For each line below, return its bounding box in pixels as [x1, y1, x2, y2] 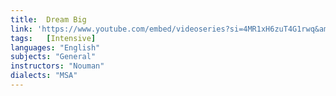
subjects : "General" [10, 52, 97, 62]
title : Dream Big [10, 14, 87, 25]
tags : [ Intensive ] [10, 33, 97, 43]
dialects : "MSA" [10, 71, 78, 81]
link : [10, 24, 33, 34]
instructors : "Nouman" [10, 61, 105, 71]
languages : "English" [10, 42, 101, 53]
